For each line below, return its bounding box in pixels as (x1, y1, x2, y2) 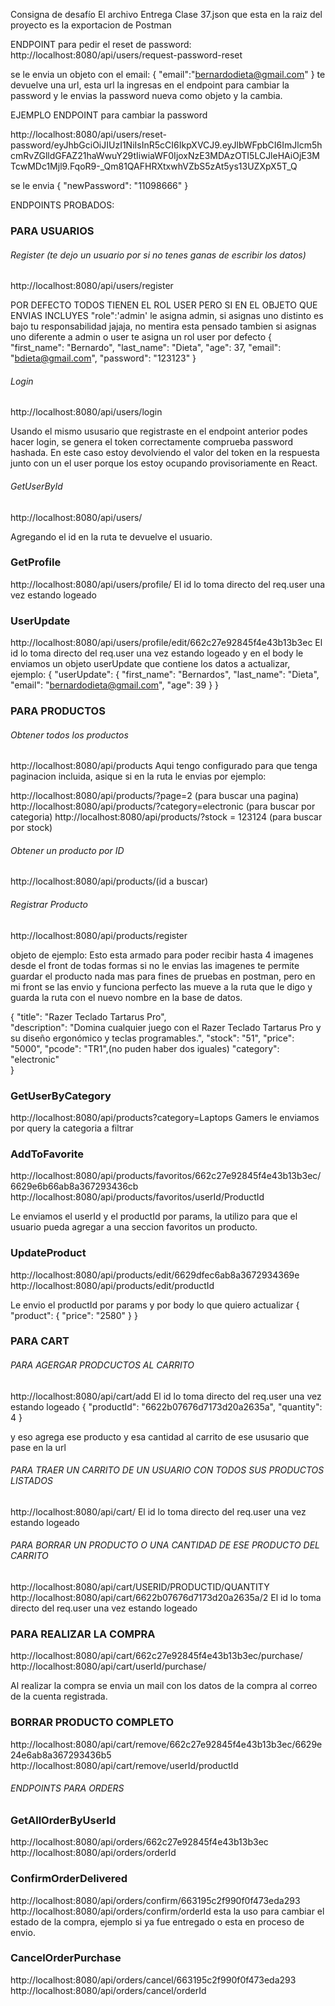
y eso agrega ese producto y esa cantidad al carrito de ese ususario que (10, 1430, 310, 1443)
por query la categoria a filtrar (10, 1122, 134, 1134)
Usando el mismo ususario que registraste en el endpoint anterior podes (10, 425, 308, 438)
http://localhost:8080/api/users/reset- (10, 129, 167, 140)
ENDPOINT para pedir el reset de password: (10, 39, 192, 50)
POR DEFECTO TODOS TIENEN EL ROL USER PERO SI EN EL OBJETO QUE (10, 299, 318, 311)
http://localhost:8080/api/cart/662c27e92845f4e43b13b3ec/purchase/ (10, 1650, 303, 1662)
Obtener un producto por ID (10, 844, 125, 856)
